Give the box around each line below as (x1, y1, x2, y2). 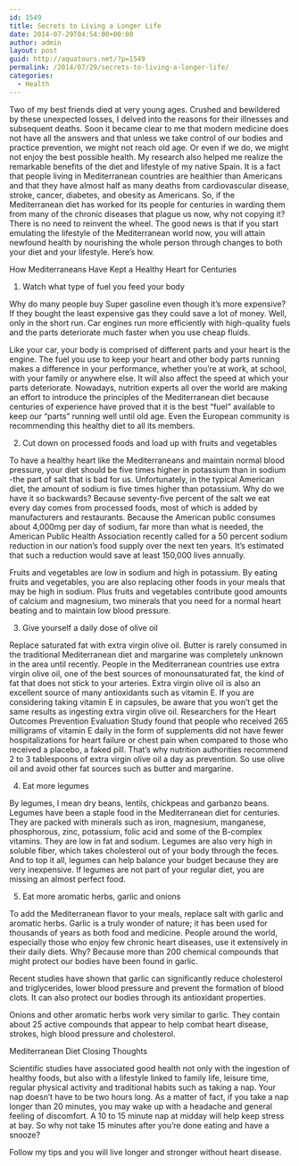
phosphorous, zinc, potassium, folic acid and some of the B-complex (9, 826, 263, 836)
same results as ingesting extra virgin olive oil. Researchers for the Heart (9, 706, 277, 717)
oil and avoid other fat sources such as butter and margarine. (9, 763, 234, 774)
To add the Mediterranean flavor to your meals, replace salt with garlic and (9, 908, 284, 919)
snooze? (9, 1129, 41, 1140)
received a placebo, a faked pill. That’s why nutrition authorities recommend (9, 743, 288, 755)
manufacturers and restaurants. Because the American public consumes (9, 511, 276, 523)
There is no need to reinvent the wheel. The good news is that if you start (9, 218, 279, 229)
